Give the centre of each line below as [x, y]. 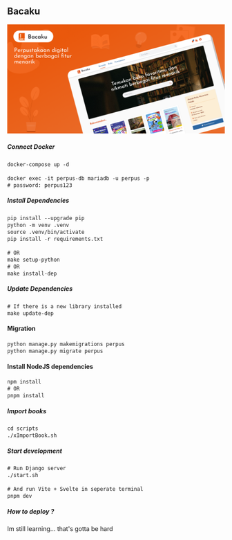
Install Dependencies [38, 201]
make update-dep [30, 313]
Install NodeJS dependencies [50, 366]
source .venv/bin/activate [46, 232]
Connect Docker [31, 147]
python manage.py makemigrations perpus [66, 344]
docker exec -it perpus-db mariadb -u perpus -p [78, 178]
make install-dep [32, 273]
